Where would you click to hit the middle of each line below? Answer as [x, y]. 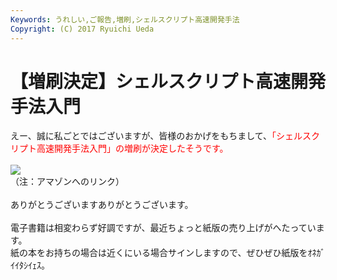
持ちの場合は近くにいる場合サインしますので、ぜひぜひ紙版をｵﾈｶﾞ [189, 253]
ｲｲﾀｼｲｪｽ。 [30, 265]
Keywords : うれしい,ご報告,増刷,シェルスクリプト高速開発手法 [125, 19]
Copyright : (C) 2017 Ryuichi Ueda [82, 29]
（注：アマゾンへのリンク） [67, 182]
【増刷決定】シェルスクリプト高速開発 [168, 81]
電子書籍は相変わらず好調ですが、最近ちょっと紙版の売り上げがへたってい [163, 228]
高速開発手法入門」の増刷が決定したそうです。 [132, 148]
